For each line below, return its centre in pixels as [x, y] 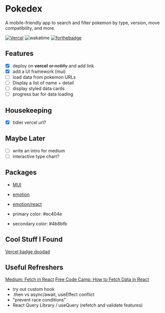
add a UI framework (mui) [39, 71]
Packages [21, 172]
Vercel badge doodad [28, 252]
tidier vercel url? [29, 122]
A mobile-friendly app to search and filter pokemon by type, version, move [82, 23]
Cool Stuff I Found [34, 240]
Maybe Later [25, 139]
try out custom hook [33, 289]
